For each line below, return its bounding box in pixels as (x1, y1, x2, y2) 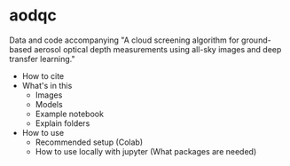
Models (35, 99, 64, 109)
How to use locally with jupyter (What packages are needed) (35, 146, 257, 156)
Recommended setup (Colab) (35, 137, 144, 147)
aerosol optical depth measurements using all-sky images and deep (34, 43, 282, 54)
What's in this (21, 80, 73, 91)
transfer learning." (9, 53, 75, 64)
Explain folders (35, 117, 90, 129)
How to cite (21, 70, 65, 81)
